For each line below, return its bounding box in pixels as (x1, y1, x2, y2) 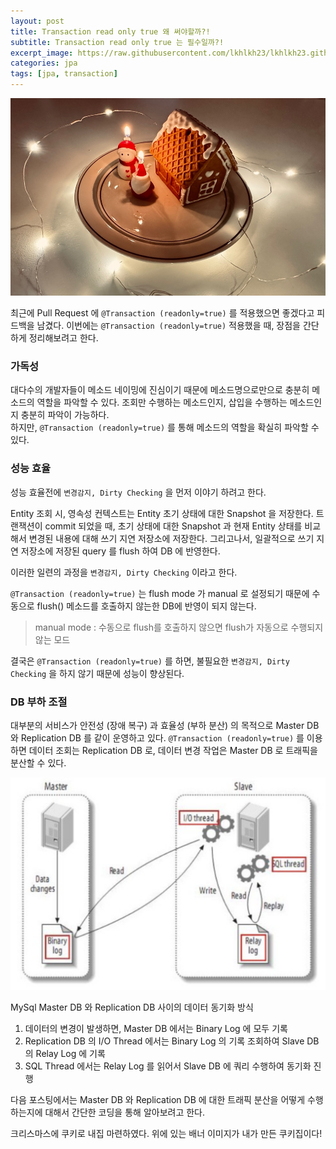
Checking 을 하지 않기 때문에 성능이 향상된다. (10, 667, 185, 679)
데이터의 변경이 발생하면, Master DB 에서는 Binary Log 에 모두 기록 (24, 1023, 288, 1035)
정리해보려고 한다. (28, 332, 99, 344)
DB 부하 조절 (10, 695, 68, 709)
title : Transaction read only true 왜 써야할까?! (10, 26, 211, 37)
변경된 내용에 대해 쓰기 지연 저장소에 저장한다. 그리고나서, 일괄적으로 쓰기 (28, 532, 315, 544)
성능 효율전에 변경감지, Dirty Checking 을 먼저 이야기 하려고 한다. (10, 486, 267, 498)
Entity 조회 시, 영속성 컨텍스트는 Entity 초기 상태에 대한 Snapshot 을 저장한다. (10, 507, 314, 519)
